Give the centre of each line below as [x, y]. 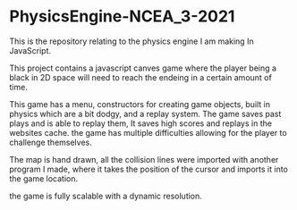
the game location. [44, 178]
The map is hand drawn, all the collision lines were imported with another [144, 159]
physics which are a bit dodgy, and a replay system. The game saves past [145, 113]
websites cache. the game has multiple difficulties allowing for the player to [148, 132]
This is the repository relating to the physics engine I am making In [132, 41]
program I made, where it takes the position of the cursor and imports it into [148, 169]
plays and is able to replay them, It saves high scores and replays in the [141, 123]
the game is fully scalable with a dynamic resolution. [106, 196]
